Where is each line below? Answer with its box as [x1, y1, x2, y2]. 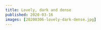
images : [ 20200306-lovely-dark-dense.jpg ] [5, 17, 96, 22]
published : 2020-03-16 [5, 12, 53, 17]
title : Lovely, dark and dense [5, 7, 72, 13]
